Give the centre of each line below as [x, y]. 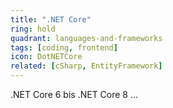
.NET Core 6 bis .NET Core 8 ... [74, 94]
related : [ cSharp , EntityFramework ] [86, 66]
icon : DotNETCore [46, 57]
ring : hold [33, 29]
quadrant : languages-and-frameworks [86, 38]
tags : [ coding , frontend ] [64, 47]
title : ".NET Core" [51, 19]
